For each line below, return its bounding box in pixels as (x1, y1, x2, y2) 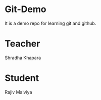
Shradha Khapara (5, 55, 41, 61)
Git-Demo (5, 4, 46, 15)
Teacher (5, 38, 40, 49)
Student (5, 72, 39, 84)
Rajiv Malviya (5, 89, 32, 95)
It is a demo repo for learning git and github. (5, 20, 96, 26)
